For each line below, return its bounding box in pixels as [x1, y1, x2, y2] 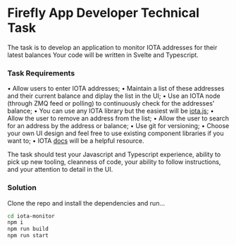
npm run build [7, 225, 49, 233]
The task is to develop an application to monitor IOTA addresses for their [7, 43, 218, 51]
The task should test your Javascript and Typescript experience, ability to [7, 150, 221, 159]
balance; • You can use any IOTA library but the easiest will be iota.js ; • [7, 107, 214, 115]
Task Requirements [7, 68, 75, 78]
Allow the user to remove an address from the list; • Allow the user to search [7, 114, 230, 122]
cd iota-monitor [7, 213, 55, 220]
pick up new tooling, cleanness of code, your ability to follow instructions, [7, 158, 221, 166]
